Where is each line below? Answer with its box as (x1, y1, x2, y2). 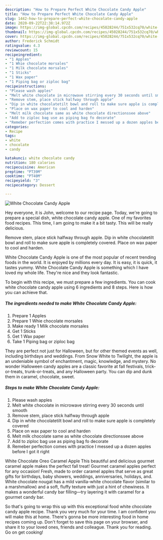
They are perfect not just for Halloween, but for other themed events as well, (5, 348, 158, 354)
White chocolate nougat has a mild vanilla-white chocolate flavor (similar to (5, 478, 155, 484)
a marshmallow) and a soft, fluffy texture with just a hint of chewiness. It (5, 484, 149, 490)
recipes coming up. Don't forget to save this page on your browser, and (5, 519, 148, 524)
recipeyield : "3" (5, 178, 40, 183)
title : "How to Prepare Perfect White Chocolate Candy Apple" (5, 12, 133, 16)
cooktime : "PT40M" (5, 174, 42, 179)
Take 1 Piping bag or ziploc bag (12, 338, 75, 344)
